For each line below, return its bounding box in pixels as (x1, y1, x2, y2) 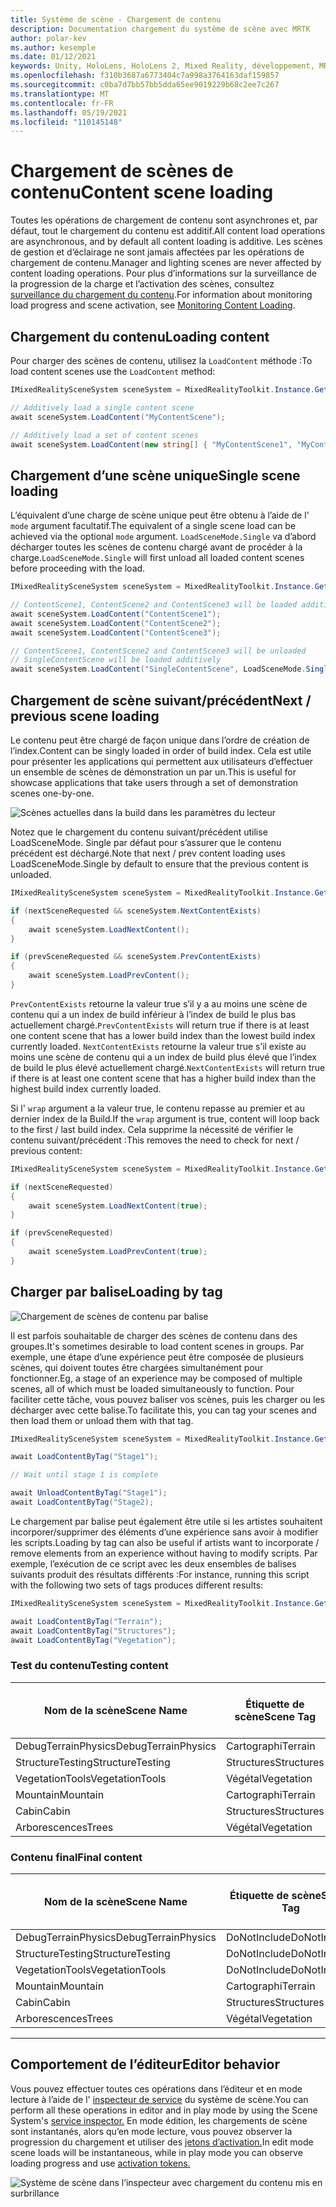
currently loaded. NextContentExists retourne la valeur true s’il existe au (10, 1040, 307, 1052)
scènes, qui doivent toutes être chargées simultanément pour (10, 1361, 264, 1373)
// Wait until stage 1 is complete (10, 1470, 159, 1480)
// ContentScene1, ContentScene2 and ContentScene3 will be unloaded (10, 646, 307, 656)
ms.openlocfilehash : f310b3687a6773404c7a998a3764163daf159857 (10, 71, 280, 81)
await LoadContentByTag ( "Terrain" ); (10, 1616, 163, 1626)
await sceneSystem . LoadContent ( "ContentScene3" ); (10, 627, 222, 638)
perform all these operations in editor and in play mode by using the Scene (10, 2104, 318, 2116)
